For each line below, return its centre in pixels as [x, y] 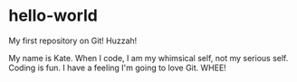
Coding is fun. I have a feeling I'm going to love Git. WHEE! [118, 68]
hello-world [53, 16]
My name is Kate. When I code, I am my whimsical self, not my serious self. [148, 58]
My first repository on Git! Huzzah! [73, 41]
